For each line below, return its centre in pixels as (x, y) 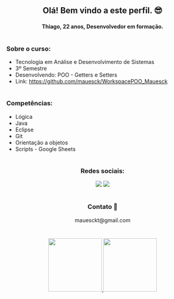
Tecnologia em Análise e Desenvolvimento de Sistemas (85, 62)
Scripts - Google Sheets (45, 149)
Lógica (24, 116)
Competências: (30, 104)
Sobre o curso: (28, 49)
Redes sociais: (103, 171)
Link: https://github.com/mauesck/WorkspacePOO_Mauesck (91, 81)
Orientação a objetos (42, 142)
